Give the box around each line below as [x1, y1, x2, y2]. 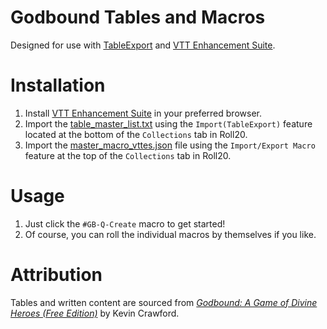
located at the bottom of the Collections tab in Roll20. [24, 128, 248, 140]
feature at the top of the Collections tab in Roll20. [24, 149, 232, 161]
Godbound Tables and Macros [10, 6, 266, 29]
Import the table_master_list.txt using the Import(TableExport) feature [24, 117, 313, 130]
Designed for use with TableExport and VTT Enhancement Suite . [10, 39, 276, 51]
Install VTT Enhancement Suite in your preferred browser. [24, 107, 262, 119]
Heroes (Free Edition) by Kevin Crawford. [10, 307, 180, 319]
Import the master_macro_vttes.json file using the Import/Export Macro [24, 139, 316, 151]
